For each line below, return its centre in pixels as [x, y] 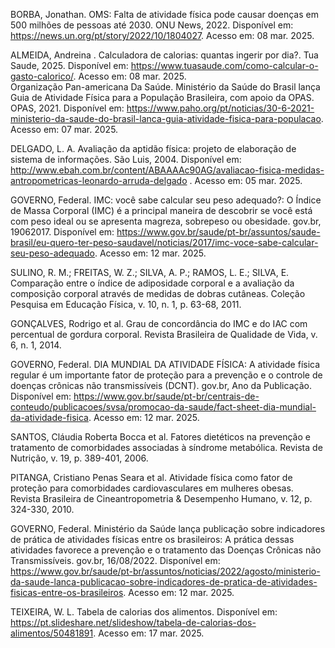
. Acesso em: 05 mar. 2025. [246, 180]
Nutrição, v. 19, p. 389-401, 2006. [79, 458]
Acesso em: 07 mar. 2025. [64, 129]
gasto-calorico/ [42, 76]
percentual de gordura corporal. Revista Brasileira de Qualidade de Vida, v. [164, 334]
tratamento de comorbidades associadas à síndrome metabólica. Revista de [166, 447]
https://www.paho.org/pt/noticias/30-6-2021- [220, 108]
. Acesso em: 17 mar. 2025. [149, 633]
